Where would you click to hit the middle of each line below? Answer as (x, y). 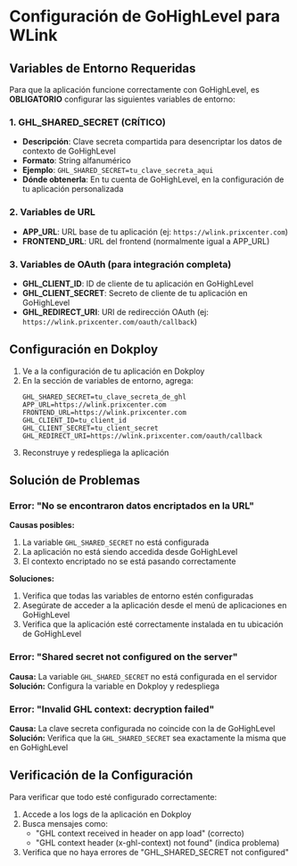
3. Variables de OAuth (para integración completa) (120, 264)
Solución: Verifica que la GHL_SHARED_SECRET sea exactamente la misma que (148, 738)
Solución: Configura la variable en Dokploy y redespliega (115, 686)
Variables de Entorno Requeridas (103, 68)
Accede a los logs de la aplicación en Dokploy (107, 814)
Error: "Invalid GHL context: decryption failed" (112, 709)
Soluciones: (32, 579)
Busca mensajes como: (65, 823)
